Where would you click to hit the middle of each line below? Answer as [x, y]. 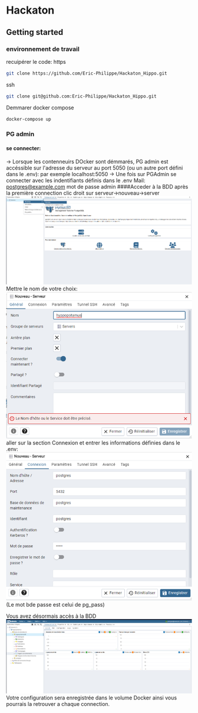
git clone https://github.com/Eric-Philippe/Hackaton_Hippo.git [87, 73]
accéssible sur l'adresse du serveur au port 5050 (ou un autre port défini [95, 168]
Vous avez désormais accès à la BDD [51, 616]
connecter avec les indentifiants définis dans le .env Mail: [76, 180]
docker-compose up [29, 119]
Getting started [35, 32]
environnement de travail [43, 49]
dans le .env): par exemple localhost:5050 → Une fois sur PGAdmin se [91, 174]
